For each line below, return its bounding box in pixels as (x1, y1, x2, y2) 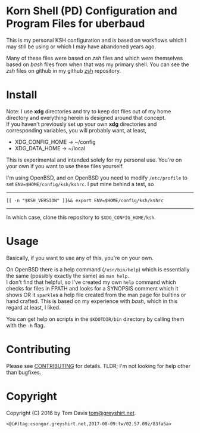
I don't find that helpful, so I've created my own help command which (6, 279, 177, 286)
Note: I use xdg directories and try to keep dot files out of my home (6, 107, 171, 115)
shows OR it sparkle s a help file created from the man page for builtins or (6, 291, 186, 298)
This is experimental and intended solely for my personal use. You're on (6, 156, 182, 163)
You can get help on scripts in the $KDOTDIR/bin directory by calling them (6, 315, 185, 323)
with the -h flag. (6, 321, 45, 329)
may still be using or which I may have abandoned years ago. (6, 43, 157, 50)
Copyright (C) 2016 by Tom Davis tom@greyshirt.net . (6, 409, 136, 416)
